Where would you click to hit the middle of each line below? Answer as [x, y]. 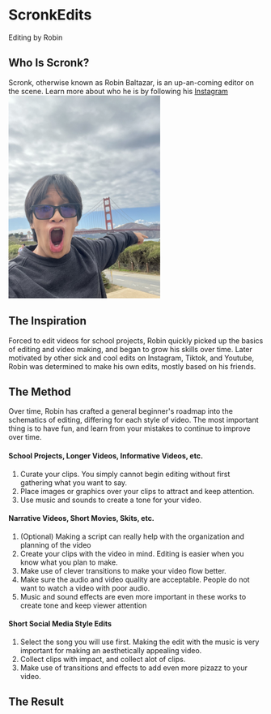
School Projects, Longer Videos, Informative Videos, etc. [106, 455]
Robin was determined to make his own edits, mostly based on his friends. [132, 366]
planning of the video [55, 544]
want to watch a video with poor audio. [85, 588]
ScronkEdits [50, 15]
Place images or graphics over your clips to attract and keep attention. [137, 491]
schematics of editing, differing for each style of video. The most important [133, 420]
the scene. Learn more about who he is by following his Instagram [119, 91]
